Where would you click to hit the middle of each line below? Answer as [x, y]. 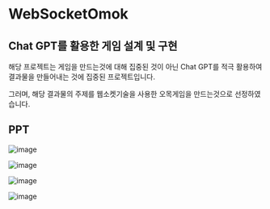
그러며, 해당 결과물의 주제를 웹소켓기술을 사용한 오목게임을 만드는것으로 [120, 94]
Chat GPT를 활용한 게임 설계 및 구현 [93, 46]
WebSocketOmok [69, 14]
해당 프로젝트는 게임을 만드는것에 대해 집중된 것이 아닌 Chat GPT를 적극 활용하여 [135, 67]
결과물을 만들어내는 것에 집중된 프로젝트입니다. [82, 77]
